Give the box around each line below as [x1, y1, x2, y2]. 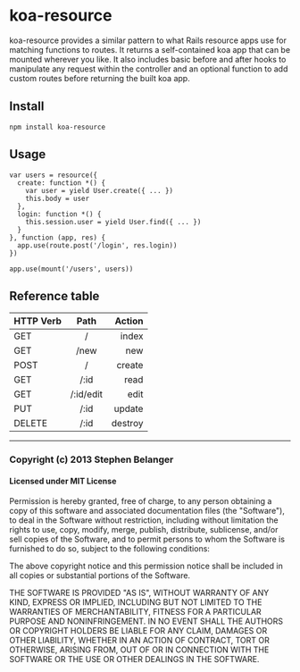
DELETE [13, 417, 47, 430]
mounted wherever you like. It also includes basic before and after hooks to [9, 54, 287, 64]
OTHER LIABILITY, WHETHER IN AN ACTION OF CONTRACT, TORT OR [9, 634, 270, 645]
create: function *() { [17, 178, 105, 188]
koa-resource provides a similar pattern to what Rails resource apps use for [9, 35, 287, 46]
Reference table [9, 288, 100, 304]
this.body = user [25, 194, 90, 203]
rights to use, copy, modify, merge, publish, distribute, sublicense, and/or [9, 524, 279, 534]
